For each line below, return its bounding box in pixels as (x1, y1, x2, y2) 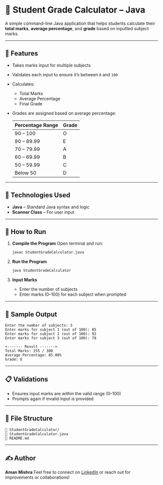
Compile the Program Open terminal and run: (12, 240, 103, 247)
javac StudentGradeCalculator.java (12, 250, 84, 255)
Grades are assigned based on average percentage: (12, 110, 116, 116)
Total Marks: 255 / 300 (5, 348, 53, 353)
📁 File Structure (5, 415, 53, 423)
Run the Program (12, 259, 47, 265)
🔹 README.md (5, 435, 29, 441)
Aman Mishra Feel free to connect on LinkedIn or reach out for (5, 469, 131, 475)
